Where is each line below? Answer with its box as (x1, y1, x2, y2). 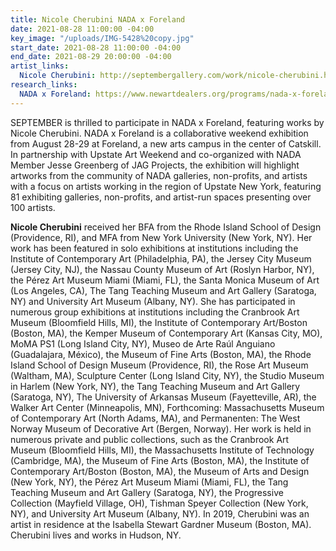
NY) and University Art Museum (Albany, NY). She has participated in (10, 295, 296, 307)
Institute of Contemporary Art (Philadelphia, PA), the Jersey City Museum (10, 252, 312, 265)
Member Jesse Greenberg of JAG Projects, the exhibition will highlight (10, 159, 300, 171)
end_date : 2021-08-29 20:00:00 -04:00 (10, 52, 172, 62)
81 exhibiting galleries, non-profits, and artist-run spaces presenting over (10, 191, 312, 203)
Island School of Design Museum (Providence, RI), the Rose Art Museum (10, 359, 309, 371)
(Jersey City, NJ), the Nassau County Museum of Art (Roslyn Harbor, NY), (10, 263, 315, 275)
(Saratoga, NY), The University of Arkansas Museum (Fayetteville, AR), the (10, 391, 317, 403)
